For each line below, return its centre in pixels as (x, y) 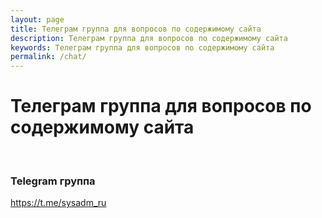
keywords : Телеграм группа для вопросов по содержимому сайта (142, 47)
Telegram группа (53, 181)
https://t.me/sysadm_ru (58, 203)
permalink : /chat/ (48, 57)
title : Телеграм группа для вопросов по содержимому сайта (136, 29)
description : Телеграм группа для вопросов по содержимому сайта (149, 38)
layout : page (37, 19)
